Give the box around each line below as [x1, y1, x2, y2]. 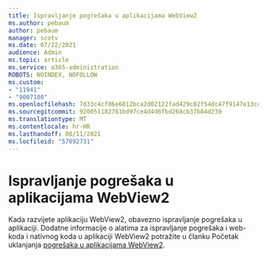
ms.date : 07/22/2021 [8, 41, 77, 49]
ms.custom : [8, 78, 44, 86]
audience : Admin [8, 49, 62, 56]
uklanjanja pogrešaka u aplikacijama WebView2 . [8, 240, 165, 250]
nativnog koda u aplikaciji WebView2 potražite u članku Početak [29, 232, 239, 241]
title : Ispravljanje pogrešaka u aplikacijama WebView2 [8, 11, 197, 20]
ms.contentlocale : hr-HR [8, 123, 91, 130]
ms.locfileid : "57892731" [8, 137, 94, 146]
